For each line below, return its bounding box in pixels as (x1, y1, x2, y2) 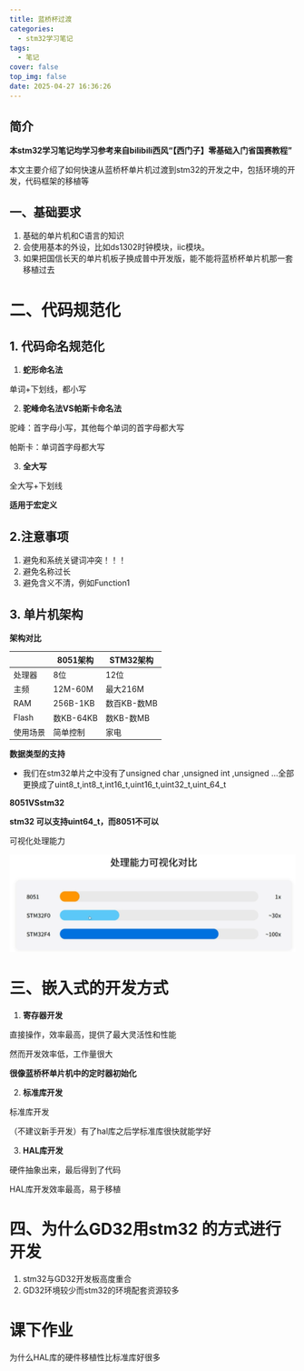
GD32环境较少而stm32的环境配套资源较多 (22, 1285, 180, 1296)
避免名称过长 (22, 566, 71, 577)
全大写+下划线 (9, 480, 64, 491)
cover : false (9, 63, 59, 72)
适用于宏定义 (9, 500, 57, 511)
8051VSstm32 (9, 797, 65, 808)
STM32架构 (109, 655, 154, 665)
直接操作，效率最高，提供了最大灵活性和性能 (9, 1029, 177, 1040)
